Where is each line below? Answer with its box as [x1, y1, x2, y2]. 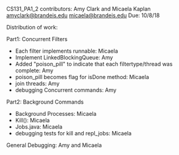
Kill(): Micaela [15, 116, 50, 124]
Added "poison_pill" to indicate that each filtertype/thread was [15, 61, 173, 67]
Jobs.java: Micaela [15, 123, 63, 130]
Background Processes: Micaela [15, 110, 97, 117]
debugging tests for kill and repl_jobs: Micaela [15, 130, 132, 137]
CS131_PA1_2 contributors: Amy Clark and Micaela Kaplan [6, 6, 151, 12]
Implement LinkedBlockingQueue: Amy [15, 54, 113, 61]
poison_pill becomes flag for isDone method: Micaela [15, 74, 150, 80]
